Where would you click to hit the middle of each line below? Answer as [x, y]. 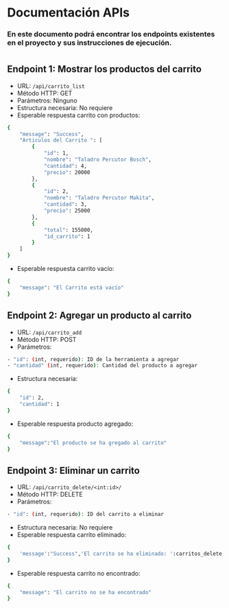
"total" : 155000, [69, 230]
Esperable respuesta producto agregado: [75, 424]
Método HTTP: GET [45, 93]
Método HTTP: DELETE [50, 495]
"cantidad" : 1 [39, 404]
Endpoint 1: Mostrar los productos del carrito [105, 69]
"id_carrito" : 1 [67, 236]
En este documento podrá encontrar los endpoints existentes [111, 34]
